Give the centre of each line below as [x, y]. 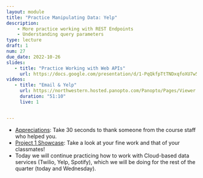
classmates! [30, 149]
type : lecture [24, 40]
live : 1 [29, 102]
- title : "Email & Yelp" [46, 85]
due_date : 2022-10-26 [34, 57]
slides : [16, 62]
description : [23, 23]
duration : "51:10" [43, 96]
